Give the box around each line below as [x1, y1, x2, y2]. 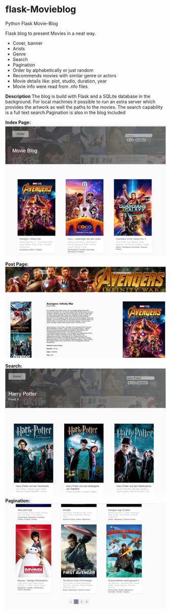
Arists [12, 45, 25, 51]
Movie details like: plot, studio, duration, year [12, 78, 107, 84]
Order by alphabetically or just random [12, 67, 94, 73]
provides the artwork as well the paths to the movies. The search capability [5, 104, 163, 110]
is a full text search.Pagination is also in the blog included [5, 109, 126, 115]
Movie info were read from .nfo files [12, 83, 88, 90]
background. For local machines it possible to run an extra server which [5, 98, 156, 105]
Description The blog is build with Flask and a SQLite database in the [5, 93, 151, 99]
